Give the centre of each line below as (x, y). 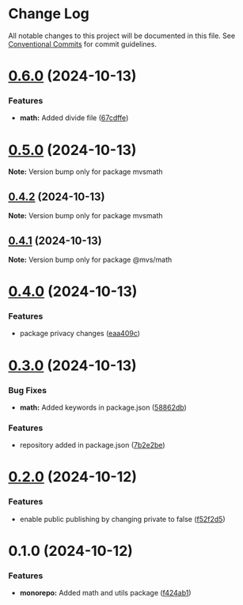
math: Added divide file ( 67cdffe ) (74, 118)
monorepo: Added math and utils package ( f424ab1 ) (105, 593)
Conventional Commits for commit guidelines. (82, 43)
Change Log (49, 14)
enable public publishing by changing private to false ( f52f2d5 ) (122, 519)
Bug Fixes (28, 390)
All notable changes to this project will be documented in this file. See (122, 36)
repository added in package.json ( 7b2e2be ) (92, 445)
